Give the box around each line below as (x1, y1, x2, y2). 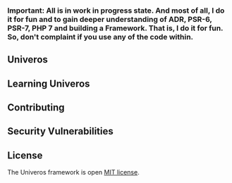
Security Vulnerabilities (7, 125, 114, 137)
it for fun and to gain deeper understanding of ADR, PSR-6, (7, 14, 213, 24)
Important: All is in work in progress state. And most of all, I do (7, 6, 225, 15)
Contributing (7, 101, 65, 114)
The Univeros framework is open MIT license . (7, 168, 140, 177)
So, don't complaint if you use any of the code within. (7, 32, 194, 42)
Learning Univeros (7, 77, 90, 89)
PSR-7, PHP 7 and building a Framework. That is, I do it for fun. (7, 23, 224, 33)
